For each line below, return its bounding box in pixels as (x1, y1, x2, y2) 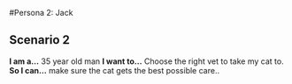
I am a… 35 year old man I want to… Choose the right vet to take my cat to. (9, 56, 285, 66)
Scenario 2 (9, 32, 71, 47)
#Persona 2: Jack (9, 8, 73, 17)
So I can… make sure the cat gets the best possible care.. (9, 65, 219, 75)
